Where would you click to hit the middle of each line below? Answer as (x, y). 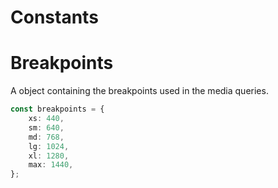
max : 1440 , (51, 165)
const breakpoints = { (57, 109)
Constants (54, 17)
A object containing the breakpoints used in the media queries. (139, 91)
